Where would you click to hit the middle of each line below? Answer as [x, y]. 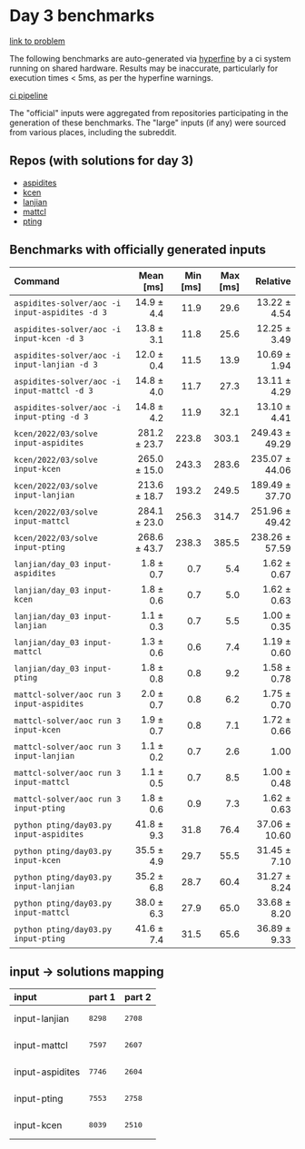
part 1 [102, 997]
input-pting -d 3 [51, 417]
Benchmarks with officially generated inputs [138, 250]
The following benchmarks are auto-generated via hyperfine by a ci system [150, 58]
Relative [273, 280]
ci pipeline [29, 95]
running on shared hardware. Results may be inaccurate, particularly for [144, 68]
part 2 [138, 997]
